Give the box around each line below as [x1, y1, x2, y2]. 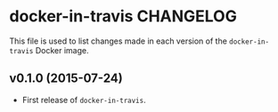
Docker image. [35, 44, 89, 55]
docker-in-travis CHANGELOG [9, 6, 238, 27]
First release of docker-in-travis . [21, 94, 146, 105]
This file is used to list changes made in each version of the [9, 36, 227, 46]
